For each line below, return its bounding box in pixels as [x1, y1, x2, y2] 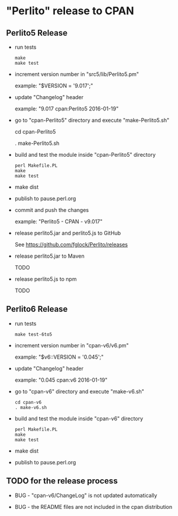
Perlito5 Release [6, 28, 68, 38]
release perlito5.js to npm [14, 276, 77, 283]
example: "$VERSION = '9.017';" [14, 82, 93, 89]
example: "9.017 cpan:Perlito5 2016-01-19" [14, 105, 119, 112]
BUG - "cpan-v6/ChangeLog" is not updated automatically [14, 492, 158, 499]
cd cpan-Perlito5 [14, 128, 56, 135]
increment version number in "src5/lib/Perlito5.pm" [14, 71, 139, 78]
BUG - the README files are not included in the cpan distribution [14, 503, 173, 510]
